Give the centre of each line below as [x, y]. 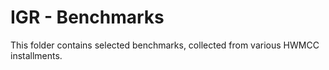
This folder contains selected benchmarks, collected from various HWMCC [165, 45]
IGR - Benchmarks [87, 17]
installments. [36, 55]
